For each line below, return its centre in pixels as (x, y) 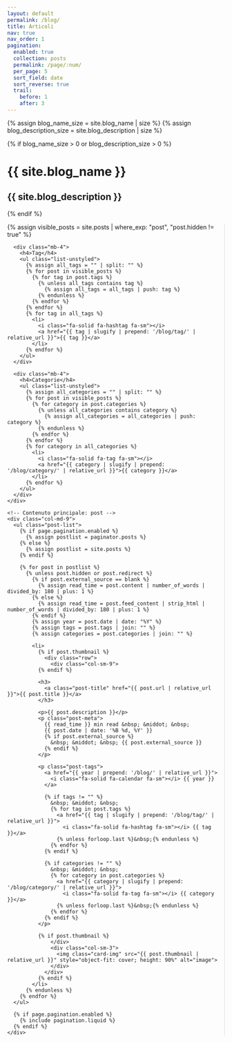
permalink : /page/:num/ (47, 65)
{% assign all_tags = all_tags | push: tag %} (112, 289)
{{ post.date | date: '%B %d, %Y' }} (98, 730)
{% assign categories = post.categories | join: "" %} (113, 634)
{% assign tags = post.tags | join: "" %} (94, 628)
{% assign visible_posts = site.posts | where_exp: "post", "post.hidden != (111, 227)
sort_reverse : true (41, 84)
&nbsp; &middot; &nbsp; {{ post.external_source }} (126, 742)
